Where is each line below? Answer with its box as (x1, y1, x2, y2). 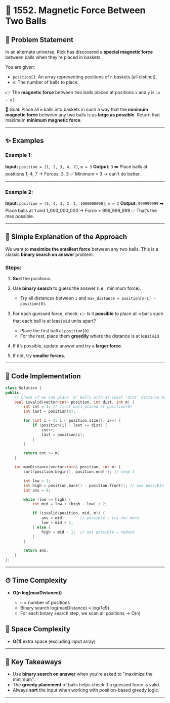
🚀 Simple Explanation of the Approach (5, 233, 127, 241)
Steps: (5, 264, 22, 271)
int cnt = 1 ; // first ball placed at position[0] (23, 404, 133, 409)
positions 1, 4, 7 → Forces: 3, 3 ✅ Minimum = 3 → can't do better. (5, 170, 141, 177)
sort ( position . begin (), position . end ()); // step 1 (23, 469, 135, 474)
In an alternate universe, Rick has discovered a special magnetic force (5, 49, 153, 55)
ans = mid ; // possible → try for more (41, 515, 139, 520)
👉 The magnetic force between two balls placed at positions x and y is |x (5, 90, 161, 95)
